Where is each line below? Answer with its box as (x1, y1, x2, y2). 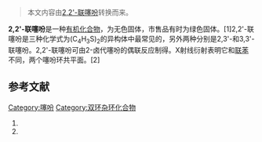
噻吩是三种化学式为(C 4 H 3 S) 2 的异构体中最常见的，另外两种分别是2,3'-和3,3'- (8, 35, 255, 46)
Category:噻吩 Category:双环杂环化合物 (8, 102, 136, 112)
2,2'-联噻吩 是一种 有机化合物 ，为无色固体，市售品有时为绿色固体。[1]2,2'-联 (8, 24, 255, 34)
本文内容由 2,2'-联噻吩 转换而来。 (27, 8, 133, 16)
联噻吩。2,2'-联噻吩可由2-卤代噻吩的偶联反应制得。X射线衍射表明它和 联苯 (8, 45, 249, 54)
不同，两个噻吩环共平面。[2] (8, 55, 100, 64)
